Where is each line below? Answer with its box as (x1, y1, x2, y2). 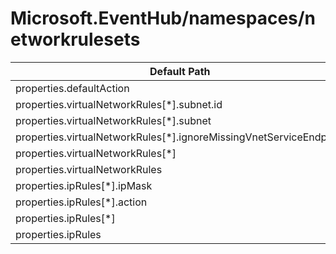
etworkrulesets (10, 28, 141, 51)
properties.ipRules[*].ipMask (15, 178, 153, 192)
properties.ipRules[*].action (15, 195, 148, 209)
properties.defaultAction (15, 81, 130, 95)
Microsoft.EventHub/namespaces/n (10, 7, 317, 30)
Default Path (149, 64, 211, 78)
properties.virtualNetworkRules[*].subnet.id (15, 97, 223, 111)
